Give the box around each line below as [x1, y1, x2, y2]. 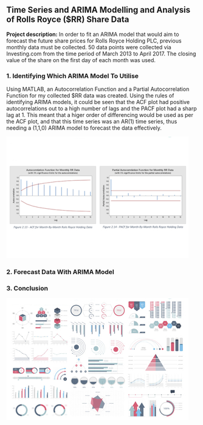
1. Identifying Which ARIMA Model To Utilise [6, 71, 139, 80]
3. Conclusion [6, 284, 49, 292]
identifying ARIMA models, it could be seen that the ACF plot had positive [6, 99, 190, 106]
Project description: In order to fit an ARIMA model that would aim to [6, 30, 179, 38]
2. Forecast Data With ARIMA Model [6, 268, 114, 276]
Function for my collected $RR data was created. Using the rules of [6, 92, 174, 99]
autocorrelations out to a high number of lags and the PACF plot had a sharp [6, 105, 197, 112]
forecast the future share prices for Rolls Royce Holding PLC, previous [6, 37, 182, 44]
